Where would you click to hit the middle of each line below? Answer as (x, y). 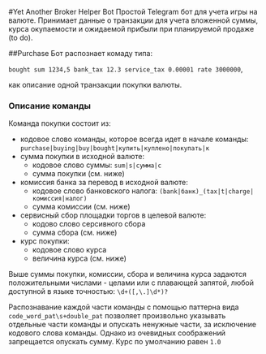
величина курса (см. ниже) (79, 258)
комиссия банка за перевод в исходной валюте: (104, 183)
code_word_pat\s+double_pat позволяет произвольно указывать (117, 316)
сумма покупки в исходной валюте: (82, 157)
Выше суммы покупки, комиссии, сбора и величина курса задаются (128, 274)
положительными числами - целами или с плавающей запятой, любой (131, 283)
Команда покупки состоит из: (60, 123)
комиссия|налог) (60, 199)
